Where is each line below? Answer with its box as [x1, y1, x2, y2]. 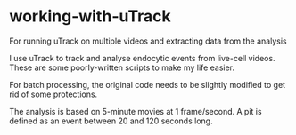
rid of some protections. [9, 89, 98, 99]
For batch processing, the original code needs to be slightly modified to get [9, 79, 286, 90]
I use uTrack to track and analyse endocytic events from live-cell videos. [9, 52, 275, 63]
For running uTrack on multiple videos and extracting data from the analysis [9, 36, 287, 46]
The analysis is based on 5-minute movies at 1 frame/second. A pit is [9, 106, 262, 116]
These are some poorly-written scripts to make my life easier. [9, 62, 234, 73]
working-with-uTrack [9, 6, 171, 27]
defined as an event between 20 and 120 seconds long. [9, 115, 213, 126]
